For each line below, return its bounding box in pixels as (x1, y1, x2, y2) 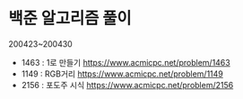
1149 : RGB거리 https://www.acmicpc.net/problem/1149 (21, 68, 223, 79)
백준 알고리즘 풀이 (8, 8, 132, 29)
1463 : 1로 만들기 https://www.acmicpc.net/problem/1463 (21, 57, 230, 67)
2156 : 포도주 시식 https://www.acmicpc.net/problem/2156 (21, 79, 234, 90)
